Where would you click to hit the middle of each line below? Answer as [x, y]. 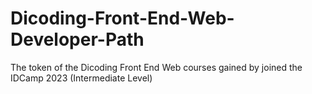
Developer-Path [77, 39]
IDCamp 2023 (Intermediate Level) [81, 78]
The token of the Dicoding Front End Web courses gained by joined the [156, 67]
